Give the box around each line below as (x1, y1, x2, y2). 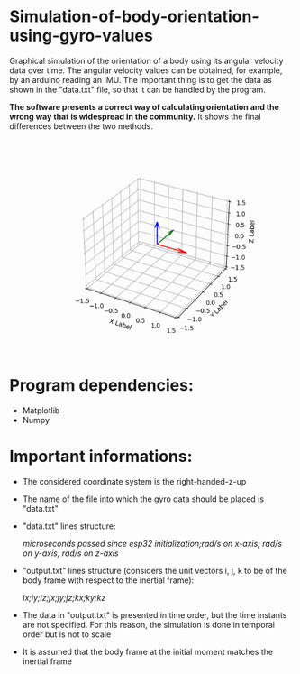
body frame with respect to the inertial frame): (22, 575, 195, 586)
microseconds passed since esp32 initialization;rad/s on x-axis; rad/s (22, 538, 282, 549)
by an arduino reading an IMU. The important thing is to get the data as (9, 74, 272, 85)
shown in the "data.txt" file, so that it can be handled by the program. (9, 84, 266, 95)
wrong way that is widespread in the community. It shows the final (9, 111, 261, 122)
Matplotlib (22, 404, 60, 416)
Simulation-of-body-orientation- (9, 6, 259, 27)
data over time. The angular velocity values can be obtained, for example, (9, 65, 283, 76)
